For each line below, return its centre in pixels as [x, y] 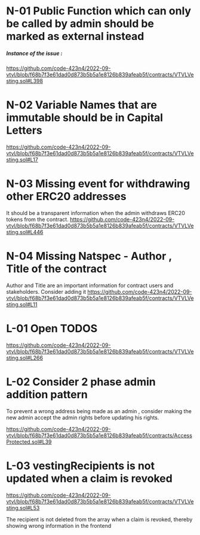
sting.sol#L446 [25, 232]
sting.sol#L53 [23, 508]
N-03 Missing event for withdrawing [98, 184]
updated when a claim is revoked [90, 479]
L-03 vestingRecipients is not [81, 466]
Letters [24, 130]
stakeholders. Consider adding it [46, 291]
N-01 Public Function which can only [99, 11]
